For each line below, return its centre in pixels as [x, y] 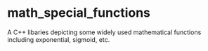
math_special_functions [79, 13]
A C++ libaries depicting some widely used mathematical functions [104, 32]
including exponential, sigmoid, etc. [59, 39]
